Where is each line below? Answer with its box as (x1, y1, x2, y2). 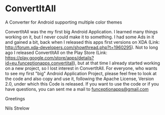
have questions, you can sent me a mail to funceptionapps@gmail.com (5, 86, 149, 92)
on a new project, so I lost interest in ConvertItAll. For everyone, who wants (5, 65, 158, 71)
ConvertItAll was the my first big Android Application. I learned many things (5, 29, 158, 34)
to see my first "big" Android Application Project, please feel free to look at (5, 70, 157, 76)
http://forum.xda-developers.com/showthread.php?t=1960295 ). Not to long (5, 44, 159, 50)
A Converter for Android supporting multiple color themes (5, 19, 122, 25)
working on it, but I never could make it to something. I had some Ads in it (5, 34, 154, 40)
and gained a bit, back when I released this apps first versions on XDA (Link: (5, 39, 160, 45)
